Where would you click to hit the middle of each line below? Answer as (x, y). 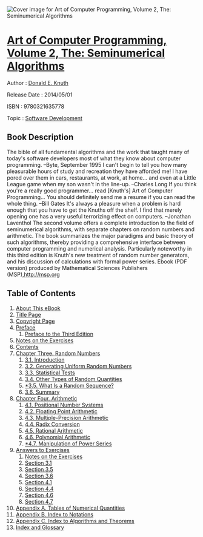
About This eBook (38, 308)
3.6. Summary (42, 392)
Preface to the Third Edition (59, 334)
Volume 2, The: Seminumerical (86, 53)
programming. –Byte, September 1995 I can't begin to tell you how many (97, 164)
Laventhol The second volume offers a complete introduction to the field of (101, 223)
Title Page (28, 314)
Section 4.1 (38, 482)
